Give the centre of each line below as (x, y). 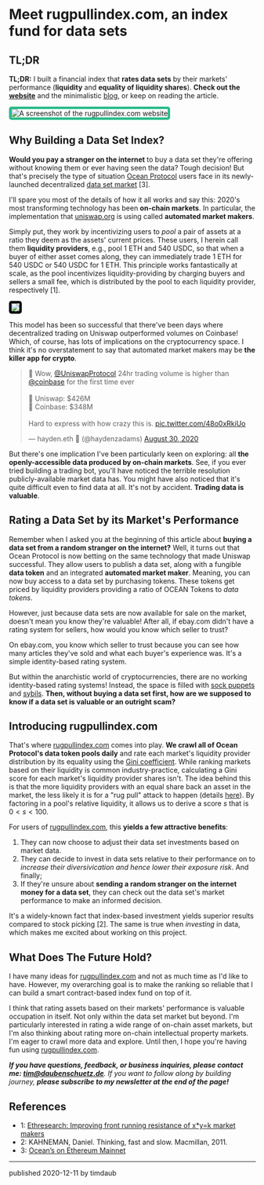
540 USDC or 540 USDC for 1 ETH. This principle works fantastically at (123, 265)
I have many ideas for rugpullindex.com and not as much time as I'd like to (128, 976)
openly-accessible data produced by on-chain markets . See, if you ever (127, 462)
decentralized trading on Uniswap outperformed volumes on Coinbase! (123, 333)
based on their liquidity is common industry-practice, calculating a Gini (123, 770)
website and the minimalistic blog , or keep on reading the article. (114, 95)
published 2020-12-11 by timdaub (63, 1173)
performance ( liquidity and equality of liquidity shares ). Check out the (125, 87)
